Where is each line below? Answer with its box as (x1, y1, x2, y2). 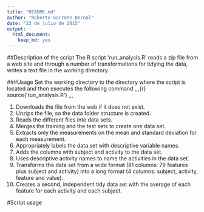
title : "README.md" (7, 9, 56, 15)
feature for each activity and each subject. (15, 187, 122, 194)
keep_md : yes (18, 37, 51, 43)
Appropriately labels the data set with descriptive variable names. (15, 142, 180, 149)
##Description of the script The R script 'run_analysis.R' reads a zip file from (7, 54, 199, 61)
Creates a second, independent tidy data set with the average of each (15, 180, 191, 188)
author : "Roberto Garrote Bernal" (7, 15, 95, 21)
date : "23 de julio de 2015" (7, 20, 81, 26)
